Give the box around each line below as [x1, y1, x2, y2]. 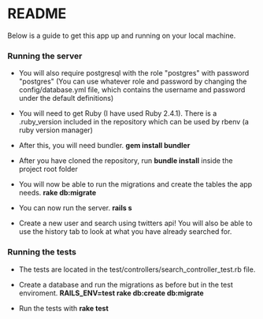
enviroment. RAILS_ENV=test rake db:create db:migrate [18, 288, 204, 298]
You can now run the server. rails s [18, 203, 132, 213]
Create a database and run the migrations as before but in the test [18, 280, 233, 289]
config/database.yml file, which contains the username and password [18, 85, 246, 95]
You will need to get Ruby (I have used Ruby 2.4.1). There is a [18, 109, 217, 118]
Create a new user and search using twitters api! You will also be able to [18, 218, 253, 228]
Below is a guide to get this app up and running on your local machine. [7, 31, 236, 40]
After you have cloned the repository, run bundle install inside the [18, 156, 233, 165]
